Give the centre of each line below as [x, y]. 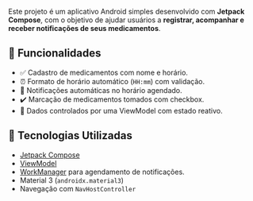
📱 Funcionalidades [55, 54]
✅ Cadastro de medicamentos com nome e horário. [104, 72]
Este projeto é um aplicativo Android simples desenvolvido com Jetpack [126, 12]
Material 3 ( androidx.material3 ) [72, 180]
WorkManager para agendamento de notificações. [102, 172]
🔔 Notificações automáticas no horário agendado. [101, 90]
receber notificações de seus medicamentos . [84, 28]
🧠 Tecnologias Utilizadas [70, 135]
